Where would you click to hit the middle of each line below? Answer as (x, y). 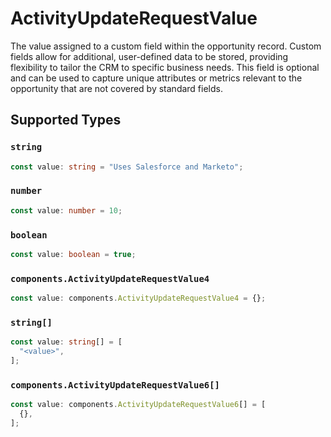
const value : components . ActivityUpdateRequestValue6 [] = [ (138, 405)
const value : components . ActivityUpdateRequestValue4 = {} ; (138, 298)
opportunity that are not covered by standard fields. (116, 88)
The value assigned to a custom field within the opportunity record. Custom (166, 46)
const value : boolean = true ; (73, 254)
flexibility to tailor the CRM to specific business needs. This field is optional (165, 67)
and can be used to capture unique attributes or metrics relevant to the (156, 78)
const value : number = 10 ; (66, 210)
